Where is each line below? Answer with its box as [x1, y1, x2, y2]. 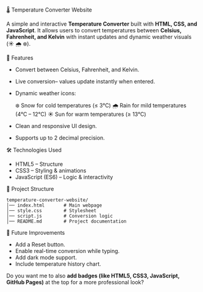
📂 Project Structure [6, 185, 54, 192]
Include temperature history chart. [15, 260, 102, 268]
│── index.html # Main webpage [6, 202, 102, 208]
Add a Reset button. [15, 241, 65, 248]
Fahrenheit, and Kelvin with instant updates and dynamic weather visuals [6, 34, 192, 40]
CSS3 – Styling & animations [15, 167, 87, 174]
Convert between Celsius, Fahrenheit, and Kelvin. [15, 66, 140, 73]
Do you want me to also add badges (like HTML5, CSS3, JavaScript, [6, 272, 180, 279]
